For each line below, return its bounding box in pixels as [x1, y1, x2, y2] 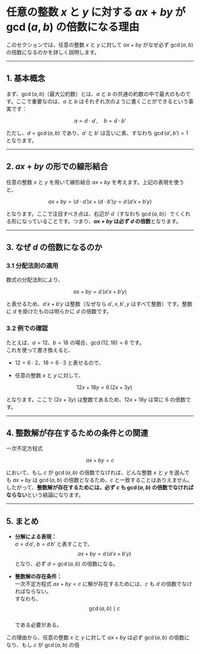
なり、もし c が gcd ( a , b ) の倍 [6, 641, 80, 649]
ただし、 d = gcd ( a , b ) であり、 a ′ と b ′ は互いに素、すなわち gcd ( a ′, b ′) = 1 [6, 129, 189, 136]
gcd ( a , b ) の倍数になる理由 [6, 20, 140, 34]
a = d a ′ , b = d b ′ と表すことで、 [14, 540, 93, 548]
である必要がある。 [14, 621, 62, 628]
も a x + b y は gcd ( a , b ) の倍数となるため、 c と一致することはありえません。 [6, 477, 193, 484]
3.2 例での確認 [6, 324, 48, 332]
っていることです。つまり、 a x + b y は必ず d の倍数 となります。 [26, 217, 182, 225]
